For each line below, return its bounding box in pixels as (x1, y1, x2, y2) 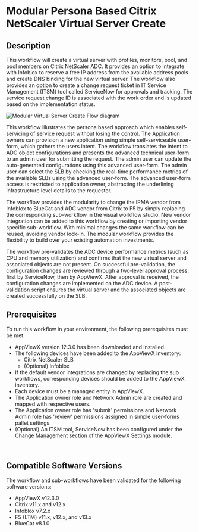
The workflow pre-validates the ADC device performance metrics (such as (6, 248, 189, 255)
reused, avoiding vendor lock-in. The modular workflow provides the (6, 231, 174, 237)
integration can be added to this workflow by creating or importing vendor (6, 217, 188, 225)
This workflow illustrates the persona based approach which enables (6, 124, 175, 130)
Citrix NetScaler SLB (23, 356, 74, 363)
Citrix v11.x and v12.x (14, 500, 66, 508)
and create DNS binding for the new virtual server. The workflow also (6, 76, 176, 82)
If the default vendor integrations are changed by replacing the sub (14, 368, 179, 376)
